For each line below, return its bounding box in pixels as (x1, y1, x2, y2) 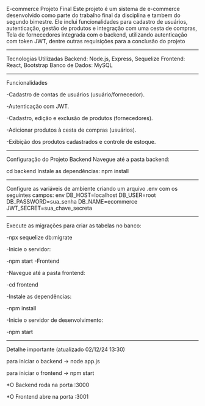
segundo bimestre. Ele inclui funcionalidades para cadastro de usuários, (6, 18, 188, 25)
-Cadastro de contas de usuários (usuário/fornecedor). (6, 91, 145, 98)
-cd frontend (6, 281, 38, 288)
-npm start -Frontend (6, 257, 60, 265)
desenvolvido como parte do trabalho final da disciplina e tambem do (6, 12, 181, 19)
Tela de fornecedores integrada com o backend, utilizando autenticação (6, 31, 188, 38)
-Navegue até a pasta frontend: (6, 269, 85, 276)
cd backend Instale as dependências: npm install (6, 168, 129, 174)
